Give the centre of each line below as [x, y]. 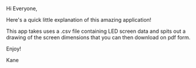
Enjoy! [14, 49]
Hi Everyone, [22, 8]
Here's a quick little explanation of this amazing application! [79, 20]
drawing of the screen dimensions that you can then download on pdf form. [98, 37]
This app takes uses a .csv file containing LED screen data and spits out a [96, 31]
